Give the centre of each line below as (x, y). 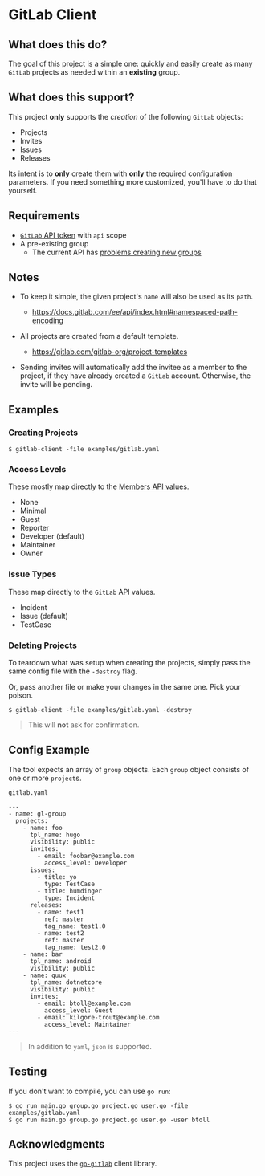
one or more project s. (45, 778)
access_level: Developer (86, 863)
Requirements (44, 216)
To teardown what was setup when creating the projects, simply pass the (129, 663)
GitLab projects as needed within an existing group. (94, 72)
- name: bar (43, 954)
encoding (48, 321)
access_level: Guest (78, 1010)
